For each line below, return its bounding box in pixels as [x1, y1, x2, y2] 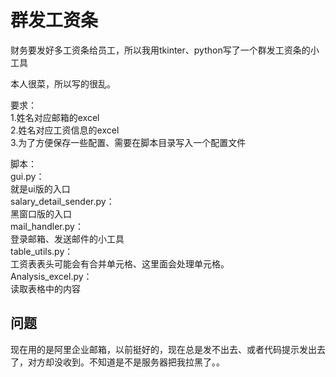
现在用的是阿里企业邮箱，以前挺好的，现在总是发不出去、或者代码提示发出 [10, 343, 317, 355]
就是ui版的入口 [10, 182, 71, 195]
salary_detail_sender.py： [10, 195, 115, 207]
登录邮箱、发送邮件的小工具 [10, 232, 125, 245]
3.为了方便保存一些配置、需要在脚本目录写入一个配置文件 [10, 136, 247, 148]
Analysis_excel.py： [10, 270, 93, 282]
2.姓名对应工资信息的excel [10, 124, 120, 136]
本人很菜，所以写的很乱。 [10, 77, 116, 90]
